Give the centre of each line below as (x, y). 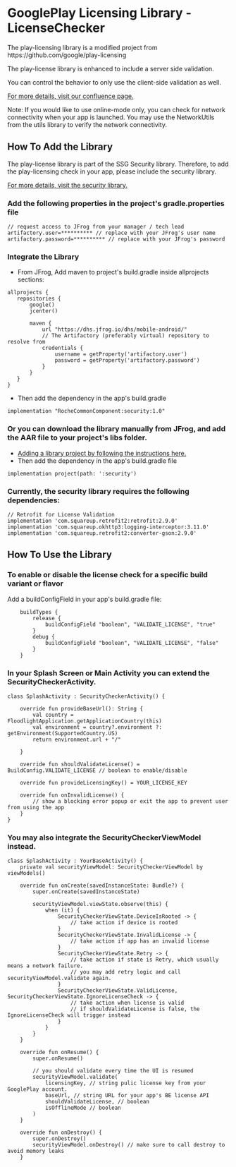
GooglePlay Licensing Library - (100, 13)
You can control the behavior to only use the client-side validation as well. (114, 82)
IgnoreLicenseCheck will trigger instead (69, 1015)
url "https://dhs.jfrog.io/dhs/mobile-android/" (115, 329)
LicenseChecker (56, 28)
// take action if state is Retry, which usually (144, 960)
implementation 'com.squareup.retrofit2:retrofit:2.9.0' (93, 521)
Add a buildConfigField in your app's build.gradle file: (85, 599)
